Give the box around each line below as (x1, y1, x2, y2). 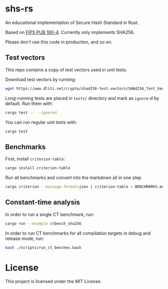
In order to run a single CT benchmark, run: (5, 211, 94, 217)
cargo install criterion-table (5, 165, 70, 170)
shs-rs (5, 3, 33, 14)
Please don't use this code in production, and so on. (5, 38, 112, 45)
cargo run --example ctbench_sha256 (5, 221, 81, 226)
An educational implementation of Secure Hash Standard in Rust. (5, 19, 139, 25)
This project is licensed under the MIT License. (5, 278, 102, 284)
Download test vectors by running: (5, 76, 76, 82)
